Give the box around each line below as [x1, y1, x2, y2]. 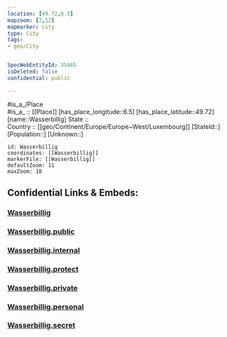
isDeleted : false [7, 68, 58, 75]
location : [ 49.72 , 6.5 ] [7, 10, 74, 18]
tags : [7, 36, 23, 43]
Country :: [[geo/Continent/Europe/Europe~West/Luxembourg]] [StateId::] [7, 122, 221, 130]
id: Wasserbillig [7, 143, 58, 151]
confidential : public [7, 74, 71, 81]
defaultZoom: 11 [7, 162, 55, 169]
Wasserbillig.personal [7, 302, 84, 312]
